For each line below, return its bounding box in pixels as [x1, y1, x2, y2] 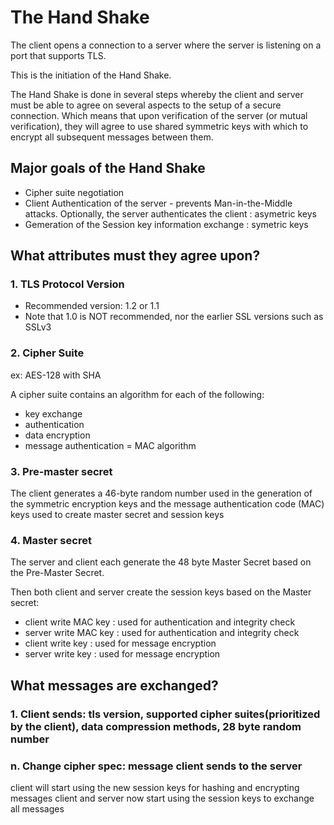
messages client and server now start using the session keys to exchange [10, 792, 315, 804]
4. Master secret [10, 533, 92, 547]
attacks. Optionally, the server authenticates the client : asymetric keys [24, 207, 317, 220]
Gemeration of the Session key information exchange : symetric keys [24, 218, 309, 230]
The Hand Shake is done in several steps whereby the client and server [10, 88, 304, 100]
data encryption [24, 429, 91, 441]
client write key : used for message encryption [24, 637, 217, 650]
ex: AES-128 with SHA [10, 369, 102, 381]
